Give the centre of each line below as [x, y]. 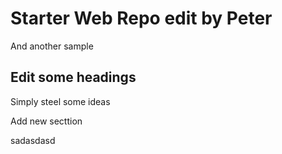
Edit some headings [73, 77]
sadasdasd [33, 140]
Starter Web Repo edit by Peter [141, 18]
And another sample [52, 46]
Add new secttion [46, 121]
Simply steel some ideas [60, 101]
